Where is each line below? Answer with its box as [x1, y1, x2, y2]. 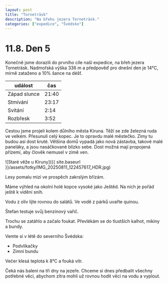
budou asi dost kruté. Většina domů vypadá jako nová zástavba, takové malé [5, 138, 163, 145]
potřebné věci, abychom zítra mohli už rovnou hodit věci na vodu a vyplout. [5, 273, 160, 279]
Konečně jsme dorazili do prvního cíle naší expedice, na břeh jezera [5, 60, 144, 66]
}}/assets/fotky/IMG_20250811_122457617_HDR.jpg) [5, 164, 111, 171]
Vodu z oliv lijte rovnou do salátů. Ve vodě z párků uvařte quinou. [5, 199, 139, 205]
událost [14, 82, 33, 89]
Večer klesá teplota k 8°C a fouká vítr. [5, 258, 83, 264]
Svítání [7, 107, 24, 114]
